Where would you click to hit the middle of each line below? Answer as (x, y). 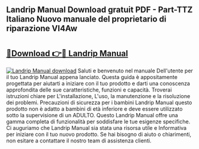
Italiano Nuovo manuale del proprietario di (86, 19)
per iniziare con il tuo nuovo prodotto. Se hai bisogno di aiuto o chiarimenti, (99, 134)
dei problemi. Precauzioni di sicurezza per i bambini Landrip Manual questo (99, 102)
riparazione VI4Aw (42, 28)
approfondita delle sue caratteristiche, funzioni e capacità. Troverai (89, 90)
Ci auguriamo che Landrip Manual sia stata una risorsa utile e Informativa (97, 128)
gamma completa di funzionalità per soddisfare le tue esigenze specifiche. (98, 121)
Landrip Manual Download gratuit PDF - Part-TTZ (99, 10)
